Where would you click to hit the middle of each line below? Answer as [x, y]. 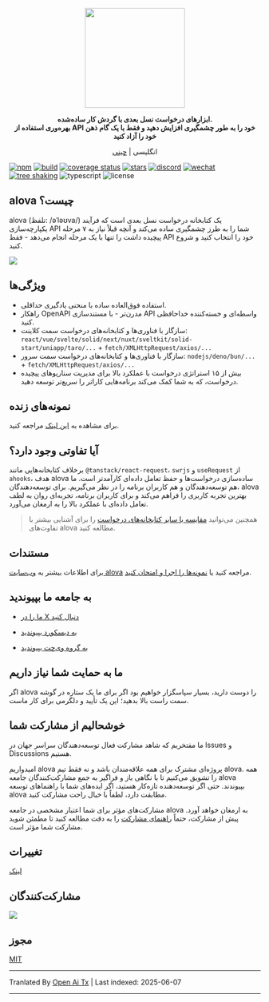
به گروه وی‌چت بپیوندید [54, 647]
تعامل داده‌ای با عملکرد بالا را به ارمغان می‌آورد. [79, 504]
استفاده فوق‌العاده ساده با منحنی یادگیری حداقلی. [93, 304]
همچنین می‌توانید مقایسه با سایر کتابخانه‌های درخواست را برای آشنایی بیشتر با [143, 519]
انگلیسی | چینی [135, 151]
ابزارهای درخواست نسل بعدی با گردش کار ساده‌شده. [135, 119]
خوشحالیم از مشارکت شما [67, 726]
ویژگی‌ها [28, 286]
